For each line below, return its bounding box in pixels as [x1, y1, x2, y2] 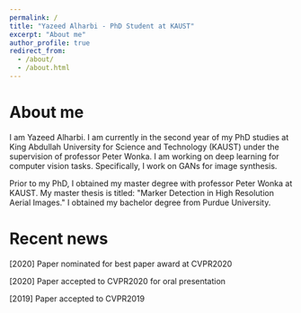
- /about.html [17, 64, 70, 73]
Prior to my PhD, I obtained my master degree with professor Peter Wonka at [9, 177, 293, 189]
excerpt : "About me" [9, 30, 87, 39]
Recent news [9, 228, 109, 248]
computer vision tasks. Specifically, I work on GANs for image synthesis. [9, 160, 278, 171]
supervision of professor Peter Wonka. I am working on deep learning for [9, 150, 280, 162]
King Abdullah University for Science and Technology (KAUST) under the [9, 141, 280, 152]
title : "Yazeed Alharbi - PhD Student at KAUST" [9, 22, 195, 31]
